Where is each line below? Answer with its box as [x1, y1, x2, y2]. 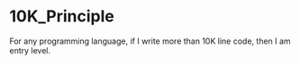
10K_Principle [9, 6, 115, 27]
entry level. [9, 45, 51, 55]
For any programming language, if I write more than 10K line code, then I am [9, 36, 291, 46]
